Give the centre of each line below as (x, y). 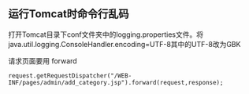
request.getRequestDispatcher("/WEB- (70, 76)
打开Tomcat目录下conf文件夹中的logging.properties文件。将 (106, 34)
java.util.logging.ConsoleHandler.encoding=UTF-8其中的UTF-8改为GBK (124, 44)
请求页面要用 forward (43, 60)
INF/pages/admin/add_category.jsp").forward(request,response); (116, 82)
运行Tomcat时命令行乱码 (69, 14)
